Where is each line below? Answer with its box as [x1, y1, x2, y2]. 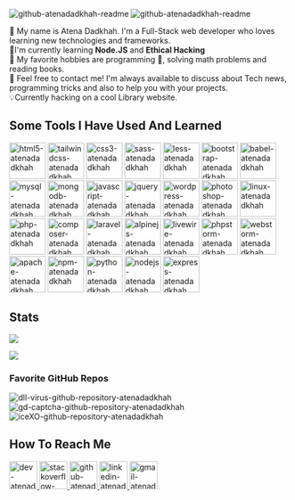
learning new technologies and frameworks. [9, 36, 171, 45]
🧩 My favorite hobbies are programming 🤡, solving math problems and [9, 54, 267, 64]
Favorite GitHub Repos [9, 372, 109, 384]
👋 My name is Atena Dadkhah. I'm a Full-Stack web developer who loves [9, 26, 275, 36]
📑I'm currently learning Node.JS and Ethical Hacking [9, 45, 206, 55]
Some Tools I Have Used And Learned [9, 119, 223, 134]
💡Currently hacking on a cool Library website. [9, 92, 178, 102]
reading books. [9, 63, 65, 74]
